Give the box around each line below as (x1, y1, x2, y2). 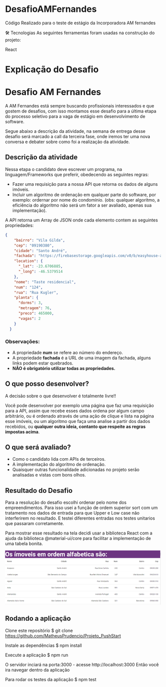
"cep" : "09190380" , (14, 243, 54, 248)
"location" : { (14, 259, 43, 264)
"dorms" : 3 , (18, 301, 43, 306)
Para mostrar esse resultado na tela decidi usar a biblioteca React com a (5, 530, 153, 536)
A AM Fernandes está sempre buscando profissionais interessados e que (5, 103, 155, 109)
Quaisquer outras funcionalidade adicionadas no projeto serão (12, 467, 140, 473)
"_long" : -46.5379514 (18, 269, 63, 274)
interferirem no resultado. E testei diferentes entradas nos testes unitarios (5, 515, 155, 521)
